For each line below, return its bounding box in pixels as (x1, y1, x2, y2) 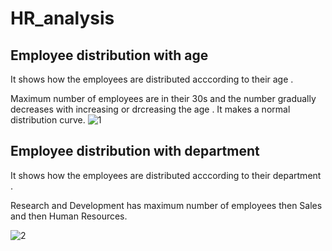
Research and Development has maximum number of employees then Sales (10, 199, 323, 211)
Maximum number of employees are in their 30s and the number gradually (10, 93, 317, 104)
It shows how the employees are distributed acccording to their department (10, 169, 322, 181)
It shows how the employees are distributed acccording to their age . (10, 73, 294, 85)
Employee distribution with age (10, 47, 209, 64)
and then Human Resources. (10, 210, 128, 222)
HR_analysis (10, 7, 115, 30)
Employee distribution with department (10, 143, 260, 160)
